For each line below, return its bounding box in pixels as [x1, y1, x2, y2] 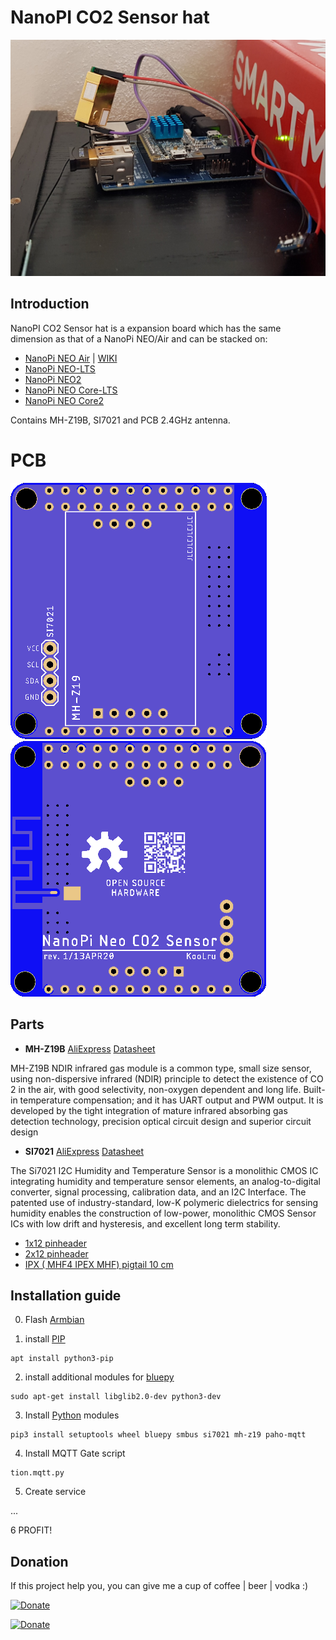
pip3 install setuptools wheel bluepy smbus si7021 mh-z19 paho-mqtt [10, 1430, 307, 1440]
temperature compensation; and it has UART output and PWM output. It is [19, 1094, 324, 1106]
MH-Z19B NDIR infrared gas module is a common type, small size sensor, [10, 1062, 312, 1074]
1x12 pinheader [24, 1237, 87, 1249]
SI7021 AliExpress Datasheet [24, 1145, 145, 1157]
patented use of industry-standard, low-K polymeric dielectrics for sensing [10, 1196, 319, 1208]
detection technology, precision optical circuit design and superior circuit [10, 1115, 312, 1127]
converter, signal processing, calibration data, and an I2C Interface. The [10, 1186, 307, 1198]
